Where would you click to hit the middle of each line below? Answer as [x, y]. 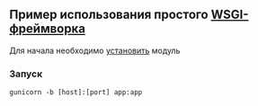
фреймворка [47, 29]
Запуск [26, 74]
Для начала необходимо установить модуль [95, 50]
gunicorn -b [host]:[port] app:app [76, 93]
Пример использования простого [109, 15]
